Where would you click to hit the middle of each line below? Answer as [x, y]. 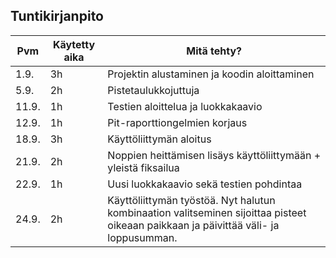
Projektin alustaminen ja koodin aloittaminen [211, 74]
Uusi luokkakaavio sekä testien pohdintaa [205, 184]
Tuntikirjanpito [57, 16]
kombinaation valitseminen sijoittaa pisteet [207, 212]
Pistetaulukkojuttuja [153, 90]
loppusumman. [142, 237]
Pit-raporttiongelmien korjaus [177, 122]
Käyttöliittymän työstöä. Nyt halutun [191, 200]
